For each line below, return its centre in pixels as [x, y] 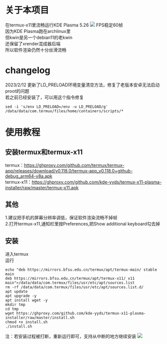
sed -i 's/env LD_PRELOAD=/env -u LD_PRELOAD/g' [57, 107]
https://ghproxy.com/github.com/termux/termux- [74, 165]
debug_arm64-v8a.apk [29, 176]
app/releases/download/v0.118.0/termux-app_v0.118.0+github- [69, 171]
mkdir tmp [15, 305]
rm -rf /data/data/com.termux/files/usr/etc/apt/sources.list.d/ [74, 287]
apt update [16, 291]
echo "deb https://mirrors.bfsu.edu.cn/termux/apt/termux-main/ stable [81, 270]
